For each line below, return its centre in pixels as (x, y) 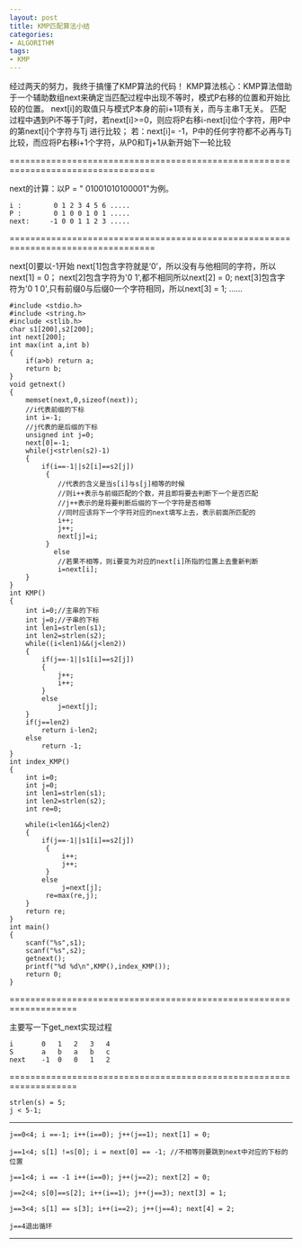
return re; (46, 911)
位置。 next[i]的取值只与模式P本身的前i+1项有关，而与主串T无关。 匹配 (155, 108)
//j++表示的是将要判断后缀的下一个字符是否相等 (134, 503)
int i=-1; (44, 417)
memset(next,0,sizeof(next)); (82, 400)
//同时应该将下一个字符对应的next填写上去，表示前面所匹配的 (156, 513)
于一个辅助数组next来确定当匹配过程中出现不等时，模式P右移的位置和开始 (146, 97)
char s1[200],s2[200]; (52, 329)
